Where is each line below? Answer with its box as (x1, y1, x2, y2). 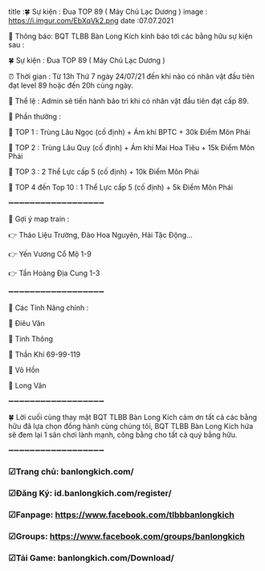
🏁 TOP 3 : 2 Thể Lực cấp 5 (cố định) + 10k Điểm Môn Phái (8, 167, 199, 176)
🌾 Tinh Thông (8, 334, 54, 344)
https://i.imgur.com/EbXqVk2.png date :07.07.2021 (8, 16, 174, 25)
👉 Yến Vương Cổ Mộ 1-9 (8, 249, 92, 259)
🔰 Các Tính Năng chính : (8, 303, 89, 312)
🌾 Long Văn (8, 381, 47, 390)
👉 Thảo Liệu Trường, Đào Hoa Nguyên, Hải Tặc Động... (8, 230, 193, 239)
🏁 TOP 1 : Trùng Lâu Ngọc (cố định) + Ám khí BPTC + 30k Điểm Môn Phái (8, 128, 251, 137)
